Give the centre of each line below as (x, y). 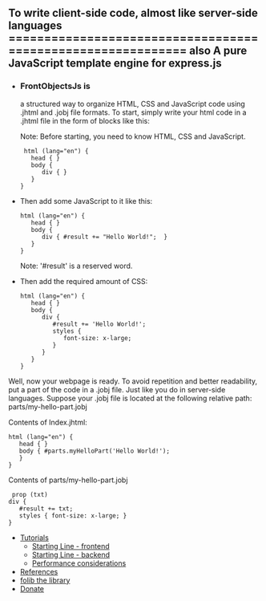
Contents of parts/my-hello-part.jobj (68, 480)
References (39, 571)
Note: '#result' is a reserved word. (76, 266)
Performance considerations (79, 563)
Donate (32, 588)
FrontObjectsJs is (55, 86)
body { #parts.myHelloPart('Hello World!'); (95, 451)
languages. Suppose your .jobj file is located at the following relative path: (130, 398)
